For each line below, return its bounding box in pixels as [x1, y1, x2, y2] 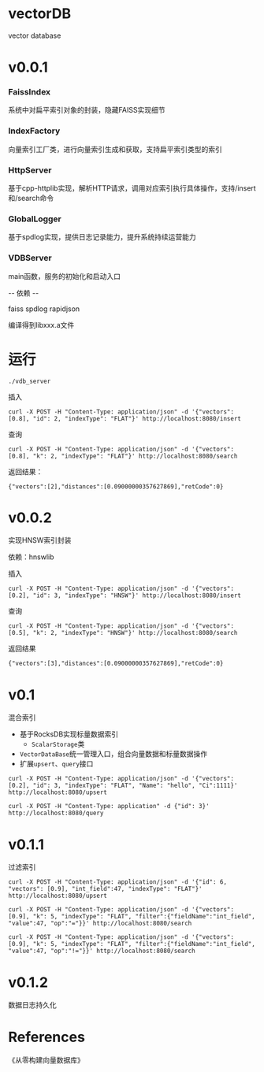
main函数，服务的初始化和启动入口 [8, 271, 121, 280]
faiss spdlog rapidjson [8, 304, 80, 313]
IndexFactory [8, 125, 61, 136]
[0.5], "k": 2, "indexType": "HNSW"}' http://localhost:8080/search [8, 629, 238, 637]
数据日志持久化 [8, 1000, 57, 1010]
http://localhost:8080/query [8, 809, 104, 818]
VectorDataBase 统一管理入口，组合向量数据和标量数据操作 [19, 749, 208, 759]
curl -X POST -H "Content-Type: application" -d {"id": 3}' [8, 803, 210, 810]
